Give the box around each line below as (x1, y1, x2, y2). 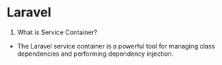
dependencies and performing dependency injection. (16, 49, 174, 58)
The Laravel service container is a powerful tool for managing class (16, 41, 216, 50)
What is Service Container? (16, 28, 98, 36)
